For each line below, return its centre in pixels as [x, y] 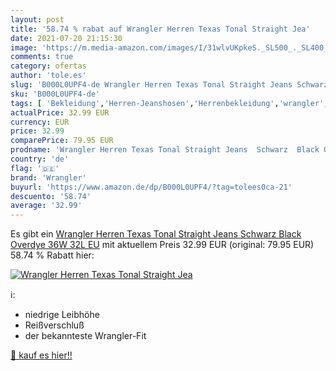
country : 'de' [40, 159]
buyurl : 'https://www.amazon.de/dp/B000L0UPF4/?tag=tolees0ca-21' [151, 187]
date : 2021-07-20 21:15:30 [66, 38]
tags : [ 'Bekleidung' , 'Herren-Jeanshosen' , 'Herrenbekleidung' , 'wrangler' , [169, 103]
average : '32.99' [46, 206]
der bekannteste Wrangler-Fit [85, 336]
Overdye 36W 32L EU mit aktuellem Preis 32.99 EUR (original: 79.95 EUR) [162, 245]
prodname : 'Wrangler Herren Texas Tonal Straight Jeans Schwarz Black [165, 150]
